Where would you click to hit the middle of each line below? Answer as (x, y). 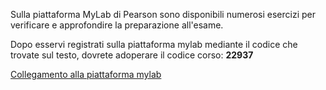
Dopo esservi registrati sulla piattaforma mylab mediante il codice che (154, 44)
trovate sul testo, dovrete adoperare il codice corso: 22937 (132, 55)
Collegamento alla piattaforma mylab (86, 74)
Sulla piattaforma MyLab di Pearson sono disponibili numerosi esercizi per (163, 14)
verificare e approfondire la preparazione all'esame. (117, 25)
